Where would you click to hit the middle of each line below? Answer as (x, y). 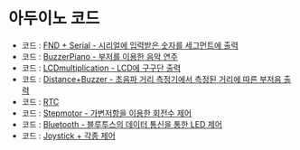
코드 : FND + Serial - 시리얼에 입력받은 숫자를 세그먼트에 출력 (130, 45)
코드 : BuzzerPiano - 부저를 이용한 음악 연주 (99, 56)
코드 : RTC (40, 101)
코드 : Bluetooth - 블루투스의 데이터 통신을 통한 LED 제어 (122, 124)
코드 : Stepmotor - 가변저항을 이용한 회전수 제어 (106, 113)
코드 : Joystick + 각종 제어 (69, 136)
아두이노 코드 (54, 19)
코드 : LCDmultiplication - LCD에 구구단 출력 (101, 68)
